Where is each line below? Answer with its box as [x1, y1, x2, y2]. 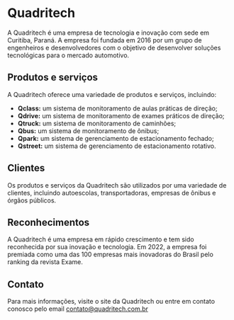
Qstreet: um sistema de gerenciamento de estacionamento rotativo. [17, 142, 216, 150]
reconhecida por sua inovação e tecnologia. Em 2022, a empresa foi [7, 243, 207, 251]
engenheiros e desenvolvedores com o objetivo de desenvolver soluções [7, 43, 221, 52]
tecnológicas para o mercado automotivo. [7, 51, 130, 59]
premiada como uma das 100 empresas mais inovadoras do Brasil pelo [7, 250, 214, 259]
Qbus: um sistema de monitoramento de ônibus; [17, 126, 160, 135]
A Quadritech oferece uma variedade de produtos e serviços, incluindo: [7, 90, 217, 98]
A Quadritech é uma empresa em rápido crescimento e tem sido [7, 235, 194, 244]
